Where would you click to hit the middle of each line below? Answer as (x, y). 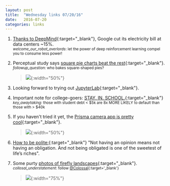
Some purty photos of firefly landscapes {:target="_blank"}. (75, 164)
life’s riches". (26, 153)
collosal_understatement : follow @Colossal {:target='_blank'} (66, 168)
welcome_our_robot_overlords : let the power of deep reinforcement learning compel (87, 49)
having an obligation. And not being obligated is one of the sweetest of (87, 148)
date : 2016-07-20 (26, 19)
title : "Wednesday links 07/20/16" (44, 15)
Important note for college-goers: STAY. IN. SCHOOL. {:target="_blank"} (88, 98)
